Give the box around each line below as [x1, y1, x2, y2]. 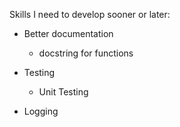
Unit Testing [38, 86, 89, 98]
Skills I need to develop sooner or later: [9, 9, 171, 20]
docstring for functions [38, 47, 134, 59]
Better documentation [23, 28, 114, 39]
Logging [23, 105, 59, 117]
